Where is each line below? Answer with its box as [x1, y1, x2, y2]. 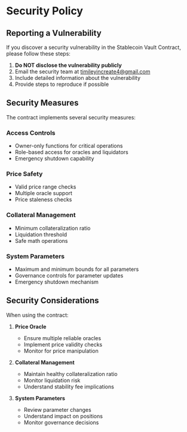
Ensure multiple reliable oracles [23, 334, 102, 341]
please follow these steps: [6, 50, 70, 57]
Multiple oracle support [14, 190, 73, 197]
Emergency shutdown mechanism [14, 279, 99, 285]
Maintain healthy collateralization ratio [23, 370, 118, 377]
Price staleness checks [14, 196, 72, 203]
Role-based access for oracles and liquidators [14, 149, 128, 156]
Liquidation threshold [14, 231, 68, 238]
